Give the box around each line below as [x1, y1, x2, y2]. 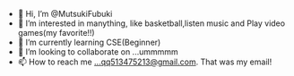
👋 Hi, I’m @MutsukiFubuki [17, 9, 113, 19]
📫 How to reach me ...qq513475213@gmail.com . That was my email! [17, 56, 272, 67]
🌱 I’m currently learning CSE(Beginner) [17, 37, 161, 47]
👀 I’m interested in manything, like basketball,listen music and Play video [17, 18, 285, 29]
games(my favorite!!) [17, 28, 96, 38]
